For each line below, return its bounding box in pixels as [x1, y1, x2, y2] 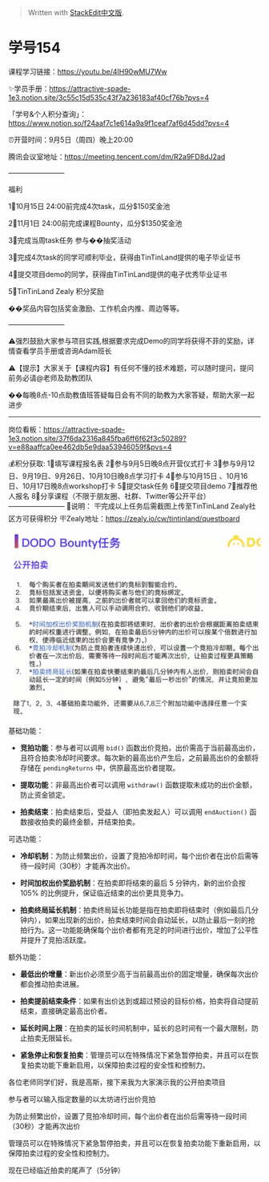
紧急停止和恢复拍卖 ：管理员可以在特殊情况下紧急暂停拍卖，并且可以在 [19, 1051, 252, 1060]
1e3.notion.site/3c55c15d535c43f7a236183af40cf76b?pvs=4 [8, 92, 210, 103]
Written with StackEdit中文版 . [27, 8, 125, 17]
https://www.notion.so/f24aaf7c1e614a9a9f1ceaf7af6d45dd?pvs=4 [8, 118, 230, 127]
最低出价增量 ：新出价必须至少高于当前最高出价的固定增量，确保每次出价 [19, 969, 259, 979]
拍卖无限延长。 [26, 1033, 77, 1043]
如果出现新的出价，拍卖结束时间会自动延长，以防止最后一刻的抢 [44, 915, 255, 925]
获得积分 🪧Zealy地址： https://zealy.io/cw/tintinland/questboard [29, 513, 240, 523]
